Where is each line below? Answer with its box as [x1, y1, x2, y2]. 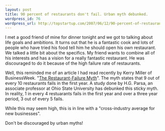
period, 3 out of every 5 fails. [5, 96, 64, 102]
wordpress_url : [5, 21, 36, 26]
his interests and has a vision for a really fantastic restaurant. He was [5, 55, 145, 61]
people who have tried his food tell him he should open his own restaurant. [5, 45, 156, 51]
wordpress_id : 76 [5, 16, 41, 21]
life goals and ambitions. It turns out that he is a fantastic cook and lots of [5, 40, 154, 46]
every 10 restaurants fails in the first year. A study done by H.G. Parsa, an [5, 80, 153, 86]
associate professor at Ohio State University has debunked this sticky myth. [5, 85, 159, 91]
